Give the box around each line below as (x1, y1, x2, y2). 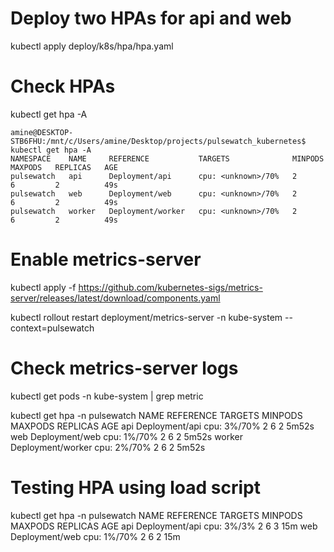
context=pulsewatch (10, 322, 95, 334)
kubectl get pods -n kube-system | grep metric (10, 390, 204, 402)
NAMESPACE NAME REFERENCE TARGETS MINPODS (10, 153, 325, 164)
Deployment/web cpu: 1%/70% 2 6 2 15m (10, 530, 181, 542)
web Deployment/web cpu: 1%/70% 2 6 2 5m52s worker (10, 430, 244, 442)
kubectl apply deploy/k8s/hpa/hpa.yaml (10, 40, 174, 52)
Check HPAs (10, 75, 116, 98)
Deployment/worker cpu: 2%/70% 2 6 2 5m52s (10, 441, 206, 453)
